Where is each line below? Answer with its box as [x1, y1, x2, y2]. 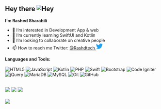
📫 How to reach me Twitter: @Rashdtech [12, 45, 96, 51]
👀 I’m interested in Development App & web [12, 27, 99, 33]
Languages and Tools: [5, 56, 51, 62]
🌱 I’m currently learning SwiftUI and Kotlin [12, 32, 96, 38]
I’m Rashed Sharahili [5, 17, 48, 23]
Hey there [5, 5, 35, 13]
